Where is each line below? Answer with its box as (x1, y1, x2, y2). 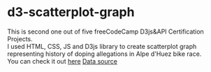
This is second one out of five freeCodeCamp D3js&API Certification (7, 27, 204, 36)
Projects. (7, 34, 33, 43)
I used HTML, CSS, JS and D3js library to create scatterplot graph (7, 42, 197, 50)
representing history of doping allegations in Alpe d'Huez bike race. (7, 50, 202, 58)
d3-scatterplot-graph (7, 4, 135, 20)
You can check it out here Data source (7, 57, 117, 65)
